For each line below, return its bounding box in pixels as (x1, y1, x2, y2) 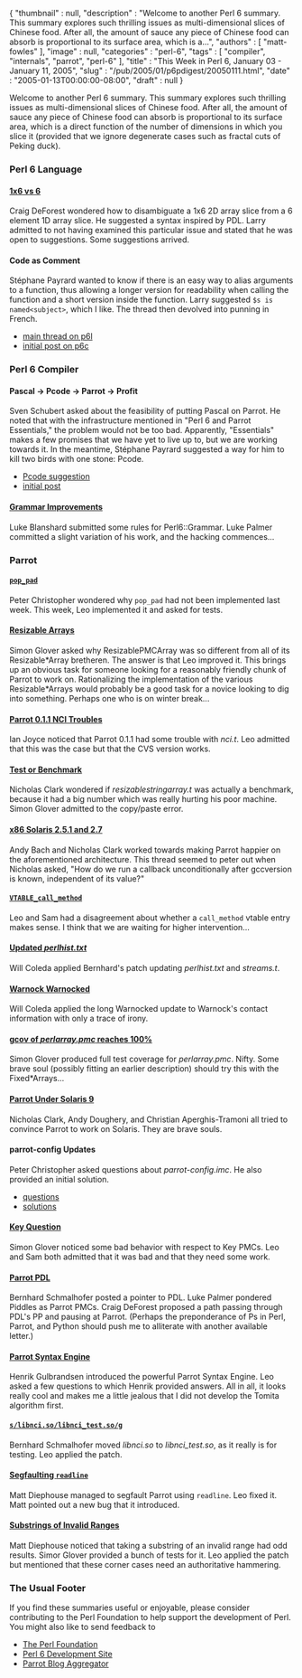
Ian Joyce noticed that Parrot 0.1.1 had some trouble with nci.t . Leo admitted (9, 734, 290, 745)
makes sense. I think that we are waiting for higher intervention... (9, 921, 250, 932)
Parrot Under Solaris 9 (9, 1094, 95, 1104)
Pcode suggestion (22, 471, 90, 482)
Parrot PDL (9, 1272, 51, 1283)
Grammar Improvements (9, 502, 104, 513)
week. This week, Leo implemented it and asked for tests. (9, 604, 224, 615)
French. (9, 314, 38, 325)
